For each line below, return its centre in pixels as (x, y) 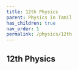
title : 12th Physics (33, 12)
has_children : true (31, 23)
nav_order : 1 (23, 29)
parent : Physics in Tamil (39, 17)
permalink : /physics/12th (39, 34)
